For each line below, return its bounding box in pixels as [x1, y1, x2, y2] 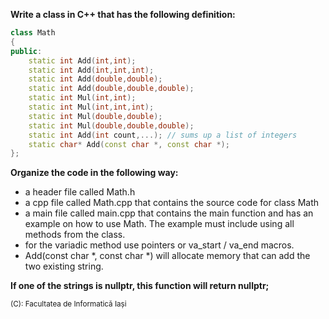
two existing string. [24, 260, 104, 273]
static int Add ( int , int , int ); [28, 65, 155, 75]
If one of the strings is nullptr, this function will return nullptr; [10, 280, 270, 292]
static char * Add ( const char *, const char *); [28, 139, 230, 149]
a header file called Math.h [24, 186, 136, 198]
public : [10, 46, 43, 56]
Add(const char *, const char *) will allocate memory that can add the [24, 250, 311, 262]
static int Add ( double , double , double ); [28, 84, 195, 94]
